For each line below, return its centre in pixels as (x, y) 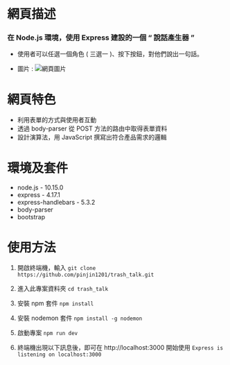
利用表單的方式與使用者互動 (57, 120)
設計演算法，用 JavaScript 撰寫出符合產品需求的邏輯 (92, 137)
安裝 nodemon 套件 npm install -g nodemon (80, 318)
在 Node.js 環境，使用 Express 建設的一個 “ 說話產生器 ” (101, 37)
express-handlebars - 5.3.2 (56, 203)
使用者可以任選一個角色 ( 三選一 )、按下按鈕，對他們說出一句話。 (110, 54)
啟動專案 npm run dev (47, 333)
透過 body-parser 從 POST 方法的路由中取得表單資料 (92, 128)
